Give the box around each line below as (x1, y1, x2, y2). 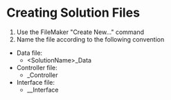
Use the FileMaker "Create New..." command (16, 28, 145, 36)
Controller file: (16, 63, 58, 72)
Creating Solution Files (6, 5, 140, 21)
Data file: (16, 49, 43, 57)
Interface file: (16, 78, 55, 86)
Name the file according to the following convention (16, 35, 165, 43)
